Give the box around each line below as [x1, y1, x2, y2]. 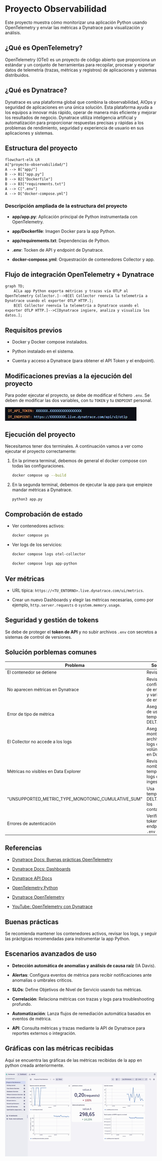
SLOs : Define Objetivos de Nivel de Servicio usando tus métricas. [12, 986, 142, 992]
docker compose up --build [12, 473, 67, 478]
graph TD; [5, 284, 25, 289]
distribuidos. [5, 72, 30, 78]
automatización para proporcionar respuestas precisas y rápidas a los [5, 120, 144, 126]
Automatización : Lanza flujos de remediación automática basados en [12, 1010, 151, 1016]
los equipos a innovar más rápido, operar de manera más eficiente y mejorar [5, 109, 157, 115]
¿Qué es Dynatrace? [5, 86, 67, 95]
